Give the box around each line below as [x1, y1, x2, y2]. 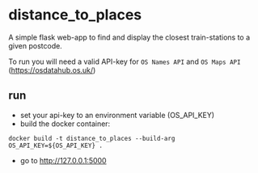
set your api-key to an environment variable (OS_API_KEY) [19, 110, 215, 120]
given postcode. [8, 40, 62, 50]
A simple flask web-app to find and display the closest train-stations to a [8, 32, 251, 42]
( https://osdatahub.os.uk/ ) [8, 65, 96, 74]
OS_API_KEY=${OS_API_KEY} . [8, 141, 104, 150]
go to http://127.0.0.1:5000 [19, 155, 107, 165]
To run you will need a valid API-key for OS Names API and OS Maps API [8, 57, 241, 66]
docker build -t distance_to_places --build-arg [8, 134, 176, 142]
